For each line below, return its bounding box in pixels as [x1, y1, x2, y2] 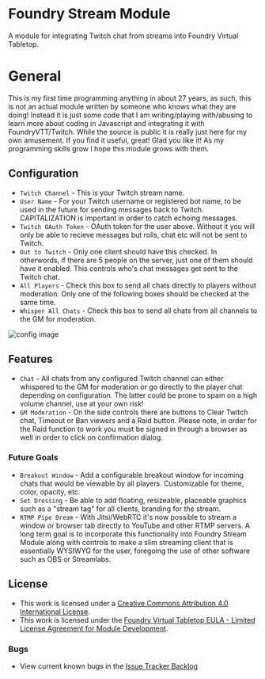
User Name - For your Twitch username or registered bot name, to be [19, 196, 241, 206]
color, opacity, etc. [19, 486, 81, 496]
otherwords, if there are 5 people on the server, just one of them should [19, 255, 253, 265]
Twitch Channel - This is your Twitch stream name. [19, 188, 185, 197]
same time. [19, 297, 56, 307]
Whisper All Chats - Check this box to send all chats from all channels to [19, 306, 258, 315]
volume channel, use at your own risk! [19, 399, 144, 408]
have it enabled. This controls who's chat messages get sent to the [19, 263, 239, 273]
